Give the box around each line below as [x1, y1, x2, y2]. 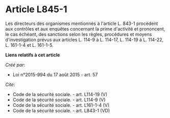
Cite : [5, 81, 15, 87]
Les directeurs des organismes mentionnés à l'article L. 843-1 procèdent [5, 20, 158, 26]
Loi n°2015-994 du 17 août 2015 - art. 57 [12, 71, 98, 77]
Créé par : [5, 62, 26, 68]
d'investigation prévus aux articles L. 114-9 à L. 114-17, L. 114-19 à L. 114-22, [5, 37, 164, 43]
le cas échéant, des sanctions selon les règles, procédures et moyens [5, 31, 152, 37]
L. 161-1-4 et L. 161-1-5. [5, 42, 54, 48]
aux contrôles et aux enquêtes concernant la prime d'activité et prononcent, [5, 25, 165, 32]
